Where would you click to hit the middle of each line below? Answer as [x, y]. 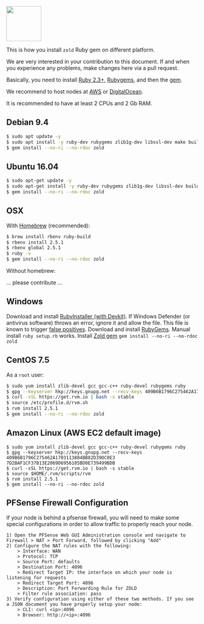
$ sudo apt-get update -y [39, 181]
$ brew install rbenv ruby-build [49, 236]
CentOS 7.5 [28, 360]
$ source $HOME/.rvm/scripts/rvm [49, 473]
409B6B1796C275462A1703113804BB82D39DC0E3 [61, 458]
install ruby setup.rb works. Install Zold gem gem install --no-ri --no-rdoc [102, 335]
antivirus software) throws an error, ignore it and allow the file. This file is [97, 323]
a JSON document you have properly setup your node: [74, 604]
